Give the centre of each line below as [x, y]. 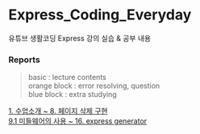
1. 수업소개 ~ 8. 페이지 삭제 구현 [58, 111]
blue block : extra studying [72, 94]
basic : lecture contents [67, 77]
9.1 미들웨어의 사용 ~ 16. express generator [78, 121]
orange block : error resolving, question [94, 86]
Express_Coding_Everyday [100, 15]
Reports [24, 60]
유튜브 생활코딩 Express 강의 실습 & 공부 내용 [80, 38]
